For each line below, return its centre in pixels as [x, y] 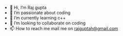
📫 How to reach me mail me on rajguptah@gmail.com [64, 28]
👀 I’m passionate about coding [40, 13]
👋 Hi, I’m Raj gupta [28, 8]
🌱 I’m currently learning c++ [38, 18]
